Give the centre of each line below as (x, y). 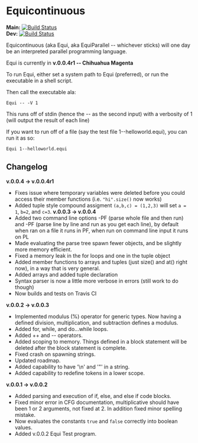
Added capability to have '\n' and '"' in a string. (72, 367)
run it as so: (20, 138)
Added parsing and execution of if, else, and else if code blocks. (93, 396)
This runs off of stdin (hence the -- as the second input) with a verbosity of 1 (99, 114)
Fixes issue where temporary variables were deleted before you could (100, 192)
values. (23, 427)
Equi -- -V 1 (22, 103)
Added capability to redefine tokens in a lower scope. (79, 373)
